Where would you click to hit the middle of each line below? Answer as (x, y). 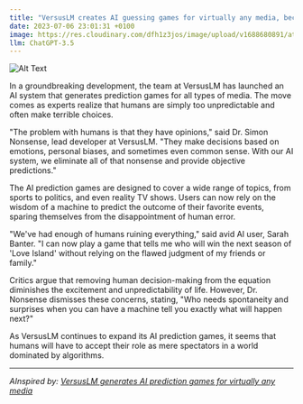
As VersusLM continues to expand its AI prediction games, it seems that (143, 336)
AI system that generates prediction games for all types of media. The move (150, 96)
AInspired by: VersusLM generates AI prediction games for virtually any (142, 381)
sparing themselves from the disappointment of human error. (123, 216)
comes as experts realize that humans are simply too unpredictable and (142, 106)
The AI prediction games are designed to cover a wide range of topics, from (150, 188)
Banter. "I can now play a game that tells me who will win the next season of (151, 243)
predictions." (33, 170)
